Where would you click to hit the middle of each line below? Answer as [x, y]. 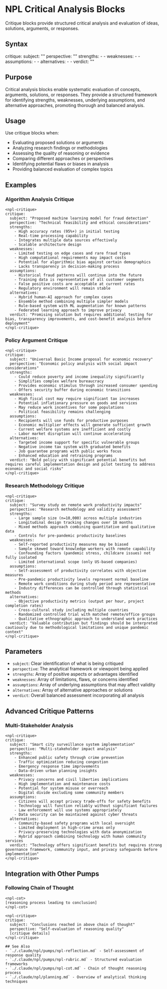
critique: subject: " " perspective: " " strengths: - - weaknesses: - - [73, 56]
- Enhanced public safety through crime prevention [69, 758]
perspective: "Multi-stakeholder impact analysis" [63, 749]
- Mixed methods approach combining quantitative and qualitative [85, 527]
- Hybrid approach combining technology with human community [80, 836]
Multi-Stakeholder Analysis [39, 725]
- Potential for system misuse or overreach [61, 788]
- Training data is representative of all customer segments [79, 280]
